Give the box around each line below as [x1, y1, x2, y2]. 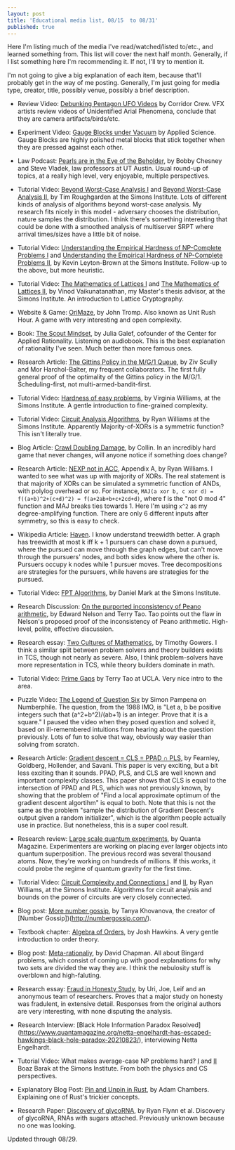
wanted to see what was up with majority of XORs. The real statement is [17, 472, 226, 481]
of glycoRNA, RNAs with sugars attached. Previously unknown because [17, 1114, 224, 1123]
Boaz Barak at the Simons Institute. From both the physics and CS [17, 1064, 208, 1073]
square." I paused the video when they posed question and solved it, [17, 718, 216, 726]
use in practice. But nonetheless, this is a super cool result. [17, 821, 189, 830]
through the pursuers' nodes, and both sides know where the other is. [17, 553, 220, 561]
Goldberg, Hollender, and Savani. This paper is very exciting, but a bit [17, 762, 219, 770]
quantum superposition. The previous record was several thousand [17, 849, 212, 858]
